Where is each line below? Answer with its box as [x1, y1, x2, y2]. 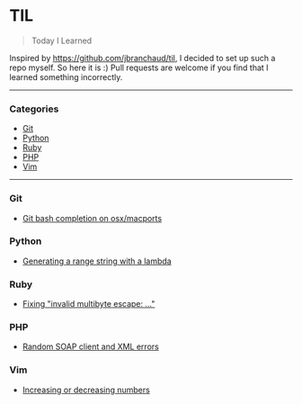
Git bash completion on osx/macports [22, 212, 163, 223]
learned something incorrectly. [9, 71, 123, 82]
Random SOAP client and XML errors [22, 341, 159, 352]
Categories [9, 103, 59, 115]
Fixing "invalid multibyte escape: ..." [22, 299, 155, 310]
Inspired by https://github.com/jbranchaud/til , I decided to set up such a [9, 52, 276, 63]
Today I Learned [31, 35, 93, 46]
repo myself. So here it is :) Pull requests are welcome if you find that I [9, 62, 269, 73]
